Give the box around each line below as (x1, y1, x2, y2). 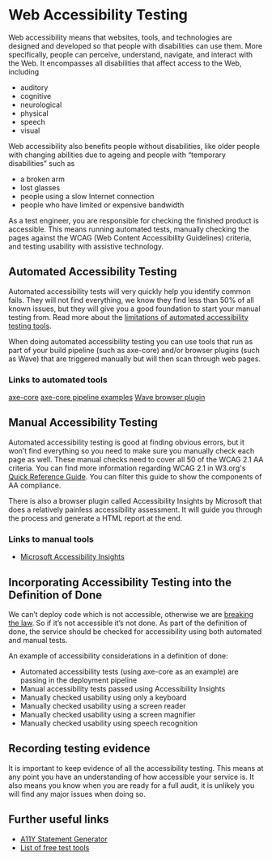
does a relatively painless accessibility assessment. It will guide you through (8, 505, 263, 514)
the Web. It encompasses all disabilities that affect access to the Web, (8, 58, 242, 68)
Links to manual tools (8, 533, 95, 544)
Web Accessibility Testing (8, 6, 189, 24)
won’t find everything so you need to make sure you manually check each (8, 445, 255, 455)
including (8, 66, 40, 76)
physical (19, 108, 49, 118)
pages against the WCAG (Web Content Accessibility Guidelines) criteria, (8, 232, 252, 242)
